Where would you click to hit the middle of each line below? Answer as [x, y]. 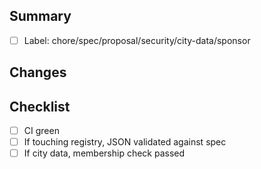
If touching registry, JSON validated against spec [125, 142]
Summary [40, 16]
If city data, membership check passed [104, 153]
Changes [38, 72]
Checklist [40, 106]
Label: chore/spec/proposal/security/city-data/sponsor [137, 40]
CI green [41, 131]
